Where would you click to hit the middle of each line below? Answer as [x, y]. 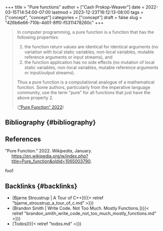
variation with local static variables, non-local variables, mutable [89, 52]
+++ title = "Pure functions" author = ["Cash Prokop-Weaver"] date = [75, 7]
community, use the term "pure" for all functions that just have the [84, 93]
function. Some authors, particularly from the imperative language [84, 87]
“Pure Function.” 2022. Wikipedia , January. [48, 151]
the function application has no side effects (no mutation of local [90, 62]
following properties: [38, 37]
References [23, 139]
